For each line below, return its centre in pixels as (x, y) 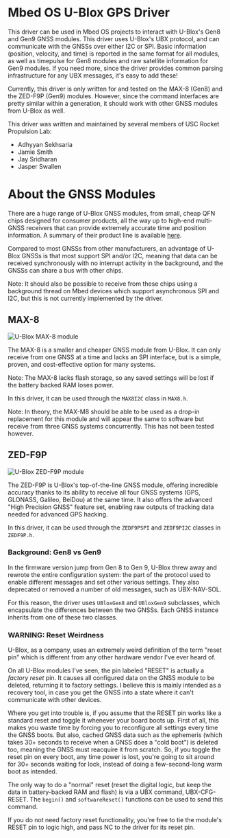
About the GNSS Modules (82, 194)
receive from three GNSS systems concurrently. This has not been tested (111, 426)
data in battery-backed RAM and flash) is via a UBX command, (96, 792)
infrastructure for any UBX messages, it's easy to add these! (93, 75)
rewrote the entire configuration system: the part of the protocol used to (109, 574)
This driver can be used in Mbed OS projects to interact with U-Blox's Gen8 (114, 32)
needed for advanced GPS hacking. (58, 514)
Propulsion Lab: (30, 131)
